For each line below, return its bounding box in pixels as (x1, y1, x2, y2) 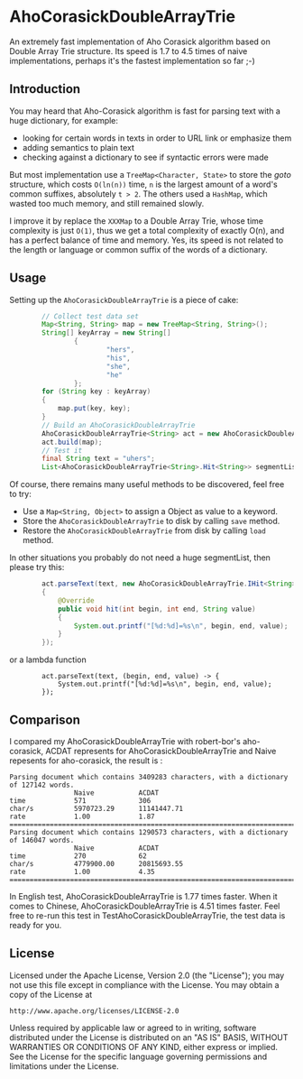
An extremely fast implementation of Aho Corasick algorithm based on (9, 36, 271, 47)
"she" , (106, 362, 131, 371)
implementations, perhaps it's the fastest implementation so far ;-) (9, 55, 255, 66)
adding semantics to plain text (22, 142, 135, 152)
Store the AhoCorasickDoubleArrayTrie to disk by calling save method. (22, 516, 280, 527)
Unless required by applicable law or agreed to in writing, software (9, 1022, 257, 1033)
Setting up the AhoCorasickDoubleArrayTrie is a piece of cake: (9, 294, 239, 305)
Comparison (9, 712, 81, 727)
